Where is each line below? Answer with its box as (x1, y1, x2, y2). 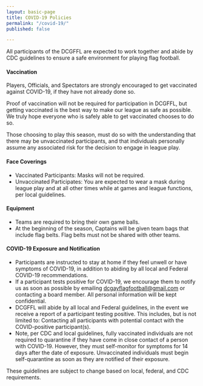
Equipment (6, 205, 35, 212)
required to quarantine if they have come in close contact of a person (15, 336, 188, 343)
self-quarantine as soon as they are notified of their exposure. (15, 356, 170, 363)
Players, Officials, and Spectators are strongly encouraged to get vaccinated (6, 81, 198, 89)
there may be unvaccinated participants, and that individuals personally (6, 137, 185, 145)
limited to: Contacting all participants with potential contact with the (15, 317, 184, 324)
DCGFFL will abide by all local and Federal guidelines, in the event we (15, 304, 189, 311)
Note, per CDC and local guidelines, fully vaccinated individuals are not (15, 329, 193, 337)
